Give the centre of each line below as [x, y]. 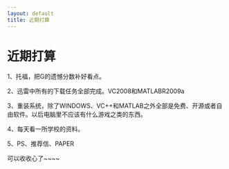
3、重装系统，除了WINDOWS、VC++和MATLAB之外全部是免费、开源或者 [112, 106]
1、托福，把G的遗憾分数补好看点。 [56, 77]
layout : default [30, 13]
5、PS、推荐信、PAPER [41, 144]
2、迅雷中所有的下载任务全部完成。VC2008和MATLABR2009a [96, 91]
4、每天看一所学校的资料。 [46, 129]
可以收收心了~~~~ [34, 159]
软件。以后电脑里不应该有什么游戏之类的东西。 [80, 115]
